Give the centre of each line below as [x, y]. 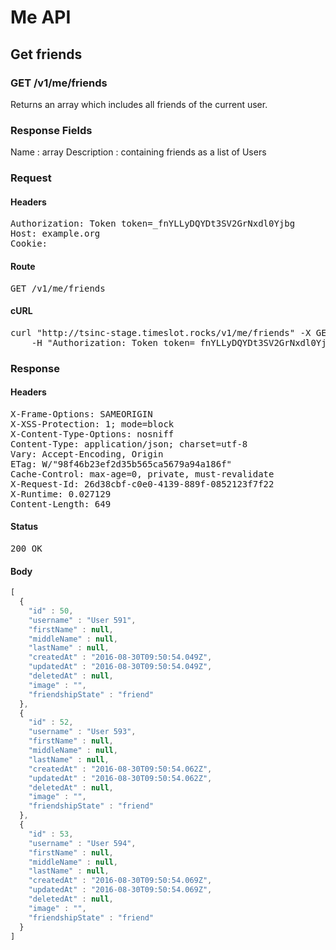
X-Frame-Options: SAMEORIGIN [81, 414]
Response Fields [51, 130]
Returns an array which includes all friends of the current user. [139, 104]
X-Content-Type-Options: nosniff [92, 434]
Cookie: [29, 244]
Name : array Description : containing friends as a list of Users [138, 152]
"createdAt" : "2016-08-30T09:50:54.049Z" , [120, 657]
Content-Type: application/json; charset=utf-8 [129, 444]
